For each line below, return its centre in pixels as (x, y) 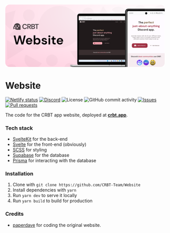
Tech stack (19, 128)
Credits (14, 214)
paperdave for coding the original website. (57, 225)
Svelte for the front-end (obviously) (49, 144)
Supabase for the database (41, 155)
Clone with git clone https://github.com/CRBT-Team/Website (76, 185)
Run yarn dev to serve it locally (45, 196)
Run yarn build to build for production (52, 201)
